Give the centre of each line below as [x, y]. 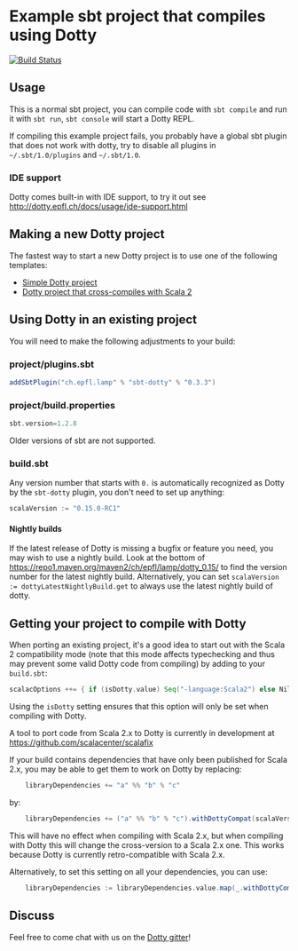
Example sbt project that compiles [137, 16]
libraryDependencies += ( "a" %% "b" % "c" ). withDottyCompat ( [141, 819]
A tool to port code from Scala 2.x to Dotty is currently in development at [142, 733]
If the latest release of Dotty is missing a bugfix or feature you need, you [141, 549]
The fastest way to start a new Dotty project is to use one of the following [143, 256]
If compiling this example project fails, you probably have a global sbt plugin [148, 136]
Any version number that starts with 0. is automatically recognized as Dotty [147, 483]
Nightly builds [35, 528]
